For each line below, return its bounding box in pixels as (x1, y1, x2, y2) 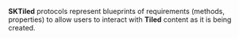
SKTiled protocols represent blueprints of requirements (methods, (8, 7, 225, 16)
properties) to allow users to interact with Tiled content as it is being (8, 15, 232, 24)
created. (8, 23, 36, 32)
